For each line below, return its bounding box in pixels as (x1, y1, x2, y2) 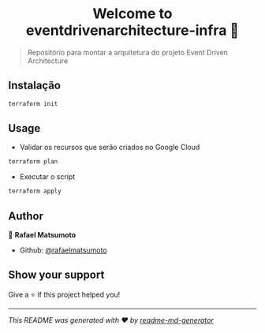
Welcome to (92, 5, 173, 23)
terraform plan (8, 158, 58, 166)
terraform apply (8, 187, 62, 196)
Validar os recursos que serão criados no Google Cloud (19, 143, 200, 152)
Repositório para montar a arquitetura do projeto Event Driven (27, 47, 229, 57)
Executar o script (19, 172, 76, 181)
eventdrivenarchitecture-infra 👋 (26, 21, 239, 39)
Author (8, 209, 43, 223)
